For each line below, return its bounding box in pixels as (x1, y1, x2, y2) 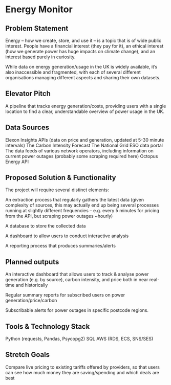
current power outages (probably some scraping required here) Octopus (5, 153, 158, 159)
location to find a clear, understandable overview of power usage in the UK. (5, 108, 165, 115)
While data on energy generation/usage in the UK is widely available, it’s (5, 64, 158, 70)
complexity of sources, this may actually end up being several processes (5, 202, 159, 208)
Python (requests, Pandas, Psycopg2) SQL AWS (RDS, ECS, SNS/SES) (5, 336, 154, 342)
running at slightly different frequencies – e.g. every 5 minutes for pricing (5, 208, 160, 214)
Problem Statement (5, 24, 69, 33)
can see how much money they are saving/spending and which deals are (5, 369, 160, 375)
